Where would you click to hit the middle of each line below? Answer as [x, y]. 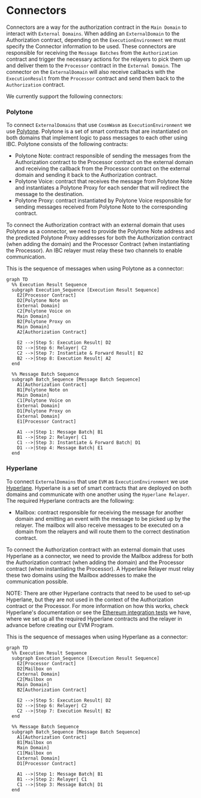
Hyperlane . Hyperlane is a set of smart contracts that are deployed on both [99, 488]
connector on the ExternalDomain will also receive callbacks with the [91, 72]
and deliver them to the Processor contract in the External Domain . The [94, 65]
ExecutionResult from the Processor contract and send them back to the [95, 78]
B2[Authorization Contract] [52, 690]
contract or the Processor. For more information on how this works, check [97, 606]
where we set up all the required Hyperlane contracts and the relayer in [94, 618]
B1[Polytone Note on [43, 390]
